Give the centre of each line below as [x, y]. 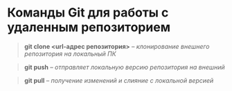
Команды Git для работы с [88, 13]
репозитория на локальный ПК [70, 54]
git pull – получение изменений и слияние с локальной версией [119, 80]
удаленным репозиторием [89, 27]
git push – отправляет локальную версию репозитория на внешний [124, 67]
